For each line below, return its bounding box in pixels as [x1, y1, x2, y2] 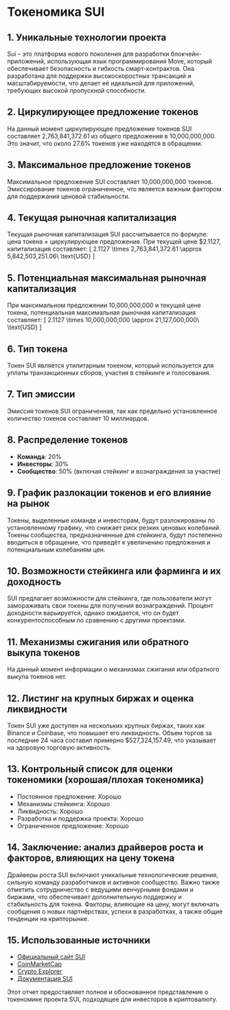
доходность [7, 576, 62, 587]
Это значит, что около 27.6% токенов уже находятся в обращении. [7, 139, 203, 147]
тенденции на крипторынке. [7, 914, 89, 923]
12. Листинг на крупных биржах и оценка [7, 693, 194, 704]
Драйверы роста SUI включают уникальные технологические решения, [7, 870, 218, 879]
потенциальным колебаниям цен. [7, 545, 106, 554]
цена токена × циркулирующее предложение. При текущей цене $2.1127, [7, 238, 221, 246]
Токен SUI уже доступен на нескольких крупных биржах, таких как [7, 721, 205, 730]
